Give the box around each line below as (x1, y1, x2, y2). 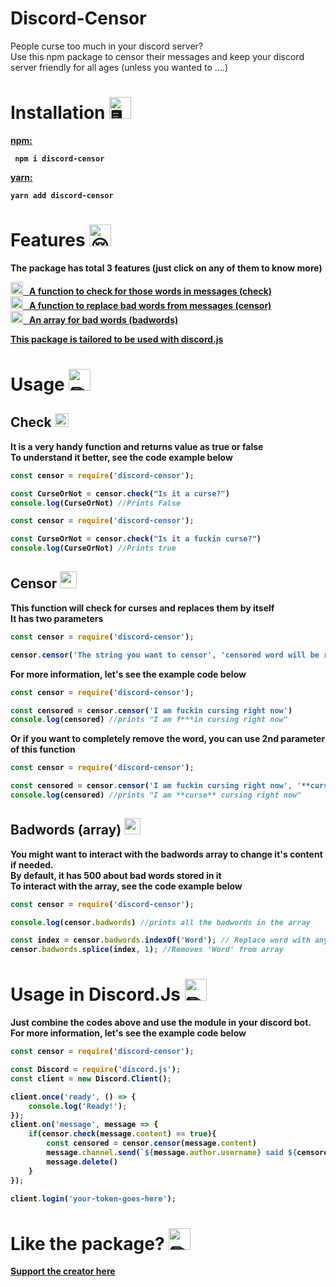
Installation (10, 102, 106, 124)
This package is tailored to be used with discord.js (10, 333, 224, 345)
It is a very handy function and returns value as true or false (10, 440, 264, 452)
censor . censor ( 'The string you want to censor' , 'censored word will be (10, 650, 320, 660)
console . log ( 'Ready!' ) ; (28, 1101, 128, 1111)
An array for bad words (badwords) (28, 313, 179, 326)
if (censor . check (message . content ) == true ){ (28, 1129, 217, 1139)
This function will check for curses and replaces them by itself (10, 602, 275, 614)
